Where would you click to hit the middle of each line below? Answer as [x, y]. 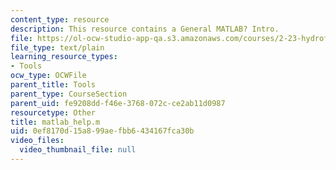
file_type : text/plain [57, 47]
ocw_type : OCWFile [48, 76]
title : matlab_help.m [55, 122]
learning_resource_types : [64, 57]
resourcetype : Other [53, 112]
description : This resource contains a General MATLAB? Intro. [145, 29]
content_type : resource [60, 19]
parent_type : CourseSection [69, 94]
